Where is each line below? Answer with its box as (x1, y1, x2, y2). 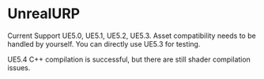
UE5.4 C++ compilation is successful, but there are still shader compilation (7, 55, 251, 64)
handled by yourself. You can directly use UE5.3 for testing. (7, 39, 201, 48)
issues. (7, 62, 31, 72)
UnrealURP (7, 5, 81, 23)
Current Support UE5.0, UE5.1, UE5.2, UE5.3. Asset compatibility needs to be (7, 31, 256, 40)
